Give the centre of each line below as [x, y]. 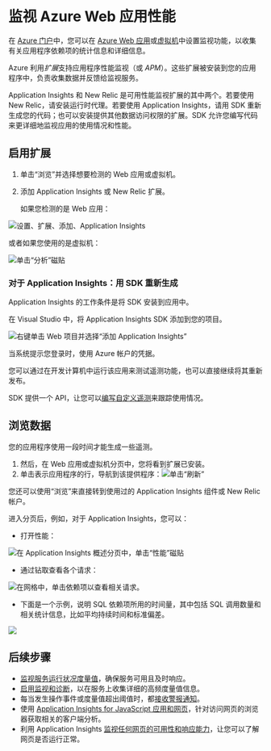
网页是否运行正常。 [52, 739]
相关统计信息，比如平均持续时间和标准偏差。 [94, 614]
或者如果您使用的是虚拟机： [54, 242]
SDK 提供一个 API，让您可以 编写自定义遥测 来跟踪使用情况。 [108, 398]
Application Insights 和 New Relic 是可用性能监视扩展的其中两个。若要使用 [131, 94]
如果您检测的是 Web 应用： [65, 208]
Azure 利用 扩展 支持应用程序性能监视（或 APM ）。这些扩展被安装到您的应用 [132, 67]
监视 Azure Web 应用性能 [92, 17]
